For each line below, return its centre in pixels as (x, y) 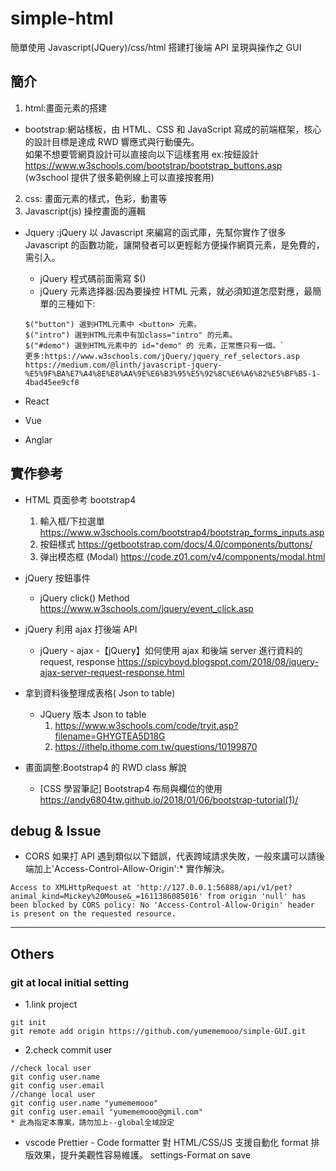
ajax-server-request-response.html (112, 672)
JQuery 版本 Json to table (93, 714)
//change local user (53, 1095)
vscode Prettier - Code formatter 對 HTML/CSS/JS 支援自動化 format (166, 1143)
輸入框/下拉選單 (72, 521)
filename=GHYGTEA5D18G (110, 736)
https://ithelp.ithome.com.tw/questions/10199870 (156, 746)
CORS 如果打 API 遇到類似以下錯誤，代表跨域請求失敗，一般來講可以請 (170, 856)
